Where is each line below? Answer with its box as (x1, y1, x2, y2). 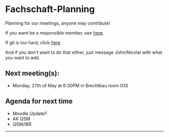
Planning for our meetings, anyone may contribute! (5, 20, 111, 26)
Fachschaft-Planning (5, 4, 95, 15)
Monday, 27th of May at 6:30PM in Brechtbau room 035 (12, 82, 128, 88)
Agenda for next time (5, 97, 73, 106)
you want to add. (5, 54, 40, 61)
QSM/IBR (12, 121, 32, 127)
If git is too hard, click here (5, 39, 61, 46)
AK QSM (12, 115, 31, 121)
